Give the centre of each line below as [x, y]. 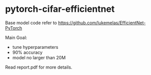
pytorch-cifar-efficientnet [60, 9]
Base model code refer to [31, 23]
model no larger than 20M [39, 57]
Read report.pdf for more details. [39, 67]
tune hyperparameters [35, 47]
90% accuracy [27, 52]
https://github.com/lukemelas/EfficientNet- [102, 23]
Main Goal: [16, 37]
